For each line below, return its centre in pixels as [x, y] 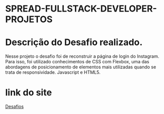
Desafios [14, 106]
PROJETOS [29, 19]
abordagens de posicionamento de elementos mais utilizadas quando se [81, 67]
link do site [29, 93]
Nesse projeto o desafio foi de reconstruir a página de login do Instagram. [82, 56]
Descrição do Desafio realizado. [74, 42]
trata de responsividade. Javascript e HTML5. [53, 72]
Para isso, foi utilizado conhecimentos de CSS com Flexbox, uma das [77, 62]
